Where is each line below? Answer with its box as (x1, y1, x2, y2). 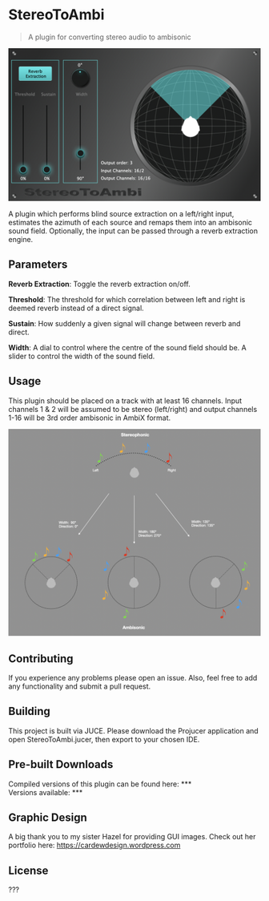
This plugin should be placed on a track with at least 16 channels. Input (8, 395, 243, 406)
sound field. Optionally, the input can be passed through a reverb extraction (8, 226, 259, 236)
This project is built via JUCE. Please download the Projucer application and (8, 725, 259, 735)
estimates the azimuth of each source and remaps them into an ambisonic (8, 218, 253, 228)
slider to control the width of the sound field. (8, 351, 155, 361)
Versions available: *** (8, 787, 83, 797)
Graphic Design (8, 810, 88, 824)
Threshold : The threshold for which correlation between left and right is (8, 294, 246, 304)
